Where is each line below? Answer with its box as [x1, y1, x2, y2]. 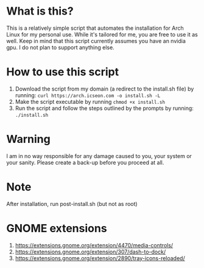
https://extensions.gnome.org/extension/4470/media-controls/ [15, 241, 174, 249]
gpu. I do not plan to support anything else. [6, 44, 114, 51]
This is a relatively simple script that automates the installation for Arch [6, 24, 184, 32]
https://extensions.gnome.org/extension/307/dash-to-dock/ [15, 248, 166, 255]
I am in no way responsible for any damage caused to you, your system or [6, 152, 192, 159]
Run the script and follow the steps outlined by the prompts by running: [15, 105, 194, 112]
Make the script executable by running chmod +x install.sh [15, 98, 166, 105]
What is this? [6, 4, 74, 18]
